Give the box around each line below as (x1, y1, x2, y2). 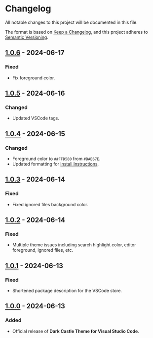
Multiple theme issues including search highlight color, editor (12, 242, 137, 248)
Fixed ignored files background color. (12, 201, 88, 207)
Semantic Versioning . (5, 34, 48, 40)
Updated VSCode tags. (12, 115, 59, 121)
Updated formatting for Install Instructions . (12, 161, 99, 167)
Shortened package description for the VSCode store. (12, 288, 122, 294)
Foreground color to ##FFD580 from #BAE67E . (12, 156, 101, 162)
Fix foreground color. (12, 75, 55, 81)
